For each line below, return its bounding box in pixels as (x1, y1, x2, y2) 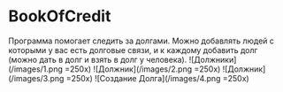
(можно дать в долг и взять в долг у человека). (8, 54, 187, 65)
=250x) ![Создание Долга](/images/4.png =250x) (65, 73, 249, 83)
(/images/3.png (8, 73, 65, 83)
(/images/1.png (8, 64, 64, 74)
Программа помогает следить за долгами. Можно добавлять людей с (8, 35, 275, 46)
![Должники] (188, 54, 237, 65)
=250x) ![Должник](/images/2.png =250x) (64, 64, 221, 74)
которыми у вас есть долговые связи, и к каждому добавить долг (8, 44, 258, 55)
